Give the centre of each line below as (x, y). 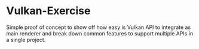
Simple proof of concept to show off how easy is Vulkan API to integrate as (99, 27)
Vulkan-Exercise (48, 11)
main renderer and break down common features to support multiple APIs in (100, 33)
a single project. (26, 40)
